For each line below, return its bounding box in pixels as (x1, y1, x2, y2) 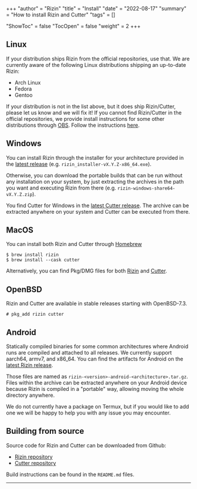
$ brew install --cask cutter (6, 257, 80, 263)
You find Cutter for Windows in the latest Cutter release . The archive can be (6, 202, 189, 209)
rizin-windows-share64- (117, 185, 176, 191)
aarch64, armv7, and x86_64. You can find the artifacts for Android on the (6, 355, 184, 363)
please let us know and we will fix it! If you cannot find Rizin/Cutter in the (6, 109, 182, 116)
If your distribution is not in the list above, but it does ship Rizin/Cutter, (6, 103, 176, 110)
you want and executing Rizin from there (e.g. (6, 184, 116, 191)
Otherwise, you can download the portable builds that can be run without (6, 171, 183, 178)
